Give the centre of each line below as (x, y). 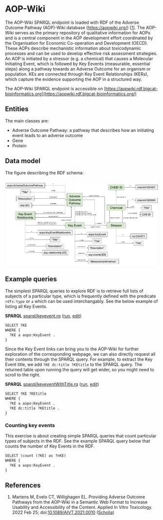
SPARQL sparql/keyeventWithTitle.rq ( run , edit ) (52, 384)
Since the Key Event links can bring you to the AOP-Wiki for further (72, 349)
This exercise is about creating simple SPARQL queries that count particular (81, 436)
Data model (23, 161)
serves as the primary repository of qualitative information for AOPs (83, 33)
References (23, 485)
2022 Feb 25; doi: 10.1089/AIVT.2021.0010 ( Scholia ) (63, 512)
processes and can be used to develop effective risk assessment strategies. (81, 53)
